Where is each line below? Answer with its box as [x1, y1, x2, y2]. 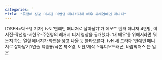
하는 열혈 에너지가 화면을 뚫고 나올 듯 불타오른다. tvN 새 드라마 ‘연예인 [14, 37, 146, 44]
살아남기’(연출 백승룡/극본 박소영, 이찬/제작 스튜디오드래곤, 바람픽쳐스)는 [14, 44, 151, 49]
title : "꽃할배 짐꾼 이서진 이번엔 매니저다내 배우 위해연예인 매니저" [5, 12, 126, 16]
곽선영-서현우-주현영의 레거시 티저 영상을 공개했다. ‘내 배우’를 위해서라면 [15, 31, 152, 37]
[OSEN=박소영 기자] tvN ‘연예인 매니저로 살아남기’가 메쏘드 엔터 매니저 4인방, [5, 25, 153, 31]
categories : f [5, 7, 34, 12]
